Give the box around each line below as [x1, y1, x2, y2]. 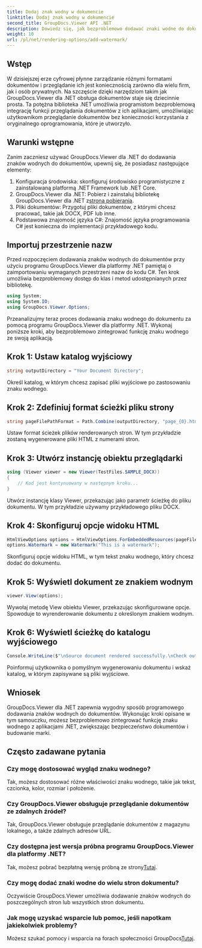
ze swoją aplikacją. [7, 335, 53, 342]
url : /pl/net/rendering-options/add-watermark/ [7, 37, 128, 43]
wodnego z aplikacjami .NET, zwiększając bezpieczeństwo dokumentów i [7, 723, 188, 730]
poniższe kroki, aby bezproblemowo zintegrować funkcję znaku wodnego [7, 328, 189, 335]
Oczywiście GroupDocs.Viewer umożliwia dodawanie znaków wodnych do [7, 892, 191, 900]
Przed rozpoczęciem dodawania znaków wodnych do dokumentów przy [7, 256, 185, 263]
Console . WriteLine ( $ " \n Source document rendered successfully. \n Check [7, 652, 187, 659]
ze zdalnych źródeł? [7, 807, 67, 816]
